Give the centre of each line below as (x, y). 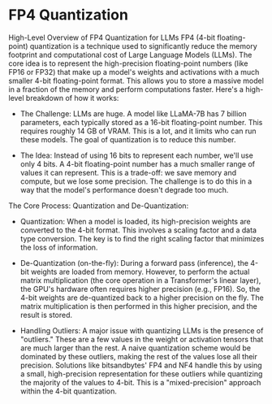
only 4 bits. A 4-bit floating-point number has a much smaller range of (138, 163)
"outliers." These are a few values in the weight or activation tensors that (142, 339)
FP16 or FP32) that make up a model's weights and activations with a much (134, 72)
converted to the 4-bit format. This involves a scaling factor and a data (138, 230)
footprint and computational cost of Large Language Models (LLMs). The (130, 54)
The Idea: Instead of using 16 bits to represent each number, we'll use (136, 155)
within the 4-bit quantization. (69, 391)
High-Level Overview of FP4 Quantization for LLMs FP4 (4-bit (112, 37)
